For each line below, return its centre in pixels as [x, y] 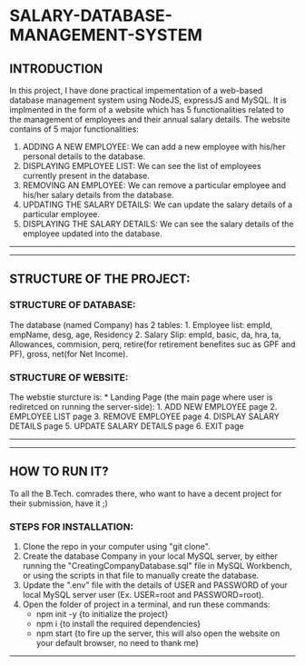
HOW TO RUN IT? [59, 472]
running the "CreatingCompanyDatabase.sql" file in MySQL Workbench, [157, 566]
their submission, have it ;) [59, 503]
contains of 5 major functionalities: [74, 129]
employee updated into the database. [93, 234]
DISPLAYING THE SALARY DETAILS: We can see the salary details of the [158, 224]
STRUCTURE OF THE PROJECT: [100, 279]
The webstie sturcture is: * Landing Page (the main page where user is [141, 397]
